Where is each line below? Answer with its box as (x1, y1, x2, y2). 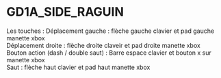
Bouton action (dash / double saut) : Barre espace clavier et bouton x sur (6, 49, 211, 57)
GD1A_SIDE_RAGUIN (6, 4, 125, 20)
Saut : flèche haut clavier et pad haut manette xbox (6, 63, 151, 71)
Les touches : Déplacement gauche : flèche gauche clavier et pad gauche (6, 27, 215, 35)
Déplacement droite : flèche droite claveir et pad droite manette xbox (6, 41, 201, 49)
